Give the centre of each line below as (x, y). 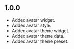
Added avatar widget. (34, 20)
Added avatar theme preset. (40, 41)
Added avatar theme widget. (40, 30)
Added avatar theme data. (38, 36)
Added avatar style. (32, 25)
